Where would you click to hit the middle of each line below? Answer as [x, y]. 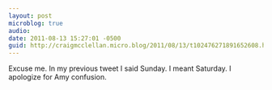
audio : [19, 31]
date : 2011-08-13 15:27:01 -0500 [65, 38]
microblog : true [36, 23]
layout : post [30, 16]
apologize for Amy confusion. [57, 77]
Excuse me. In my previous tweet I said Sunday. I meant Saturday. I [120, 68]
